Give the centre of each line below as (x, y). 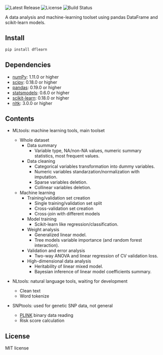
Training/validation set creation (59, 198)
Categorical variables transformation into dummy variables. (95, 166)
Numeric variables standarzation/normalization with (87, 172)
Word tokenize (34, 296)
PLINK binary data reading (46, 315)
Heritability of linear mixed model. (69, 266)
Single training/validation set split (68, 203)
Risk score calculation (42, 321)
